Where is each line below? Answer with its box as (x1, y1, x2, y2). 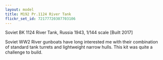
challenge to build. (5, 49, 43, 55)
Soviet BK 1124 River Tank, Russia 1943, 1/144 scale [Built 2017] (5, 30, 133, 36)
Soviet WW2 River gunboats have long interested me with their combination (5, 39, 158, 45)
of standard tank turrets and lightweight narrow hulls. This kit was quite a (5, 44, 153, 50)
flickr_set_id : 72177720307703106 (5, 16, 76, 21)
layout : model (5, 7, 34, 12)
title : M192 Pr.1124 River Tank (5, 12, 71, 17)
